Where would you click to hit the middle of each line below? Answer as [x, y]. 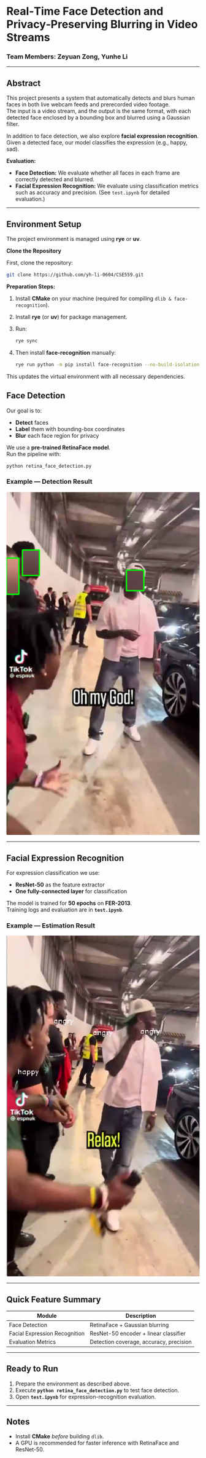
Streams [28, 37]
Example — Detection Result [49, 482]
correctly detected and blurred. [55, 179]
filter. [13, 124]
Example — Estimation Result [51, 926]
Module [47, 1316]
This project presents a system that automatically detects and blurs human [101, 98]
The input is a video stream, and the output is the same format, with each [99, 111]
